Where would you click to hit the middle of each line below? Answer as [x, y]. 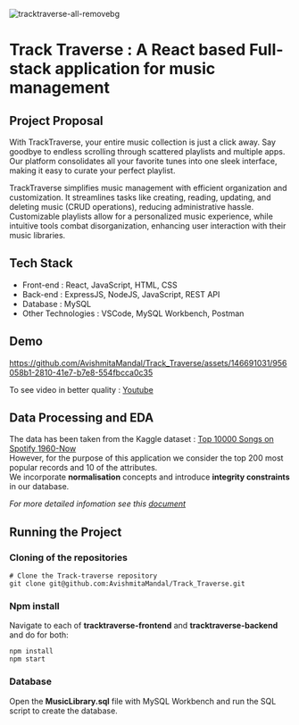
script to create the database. [63, 711]
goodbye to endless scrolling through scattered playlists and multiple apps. [147, 151]
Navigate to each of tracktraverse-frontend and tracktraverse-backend [144, 626]
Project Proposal [57, 121]
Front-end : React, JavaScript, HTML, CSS [100, 285]
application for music [135, 69]
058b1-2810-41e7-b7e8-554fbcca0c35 [81, 372]
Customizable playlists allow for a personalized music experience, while [141, 216]
